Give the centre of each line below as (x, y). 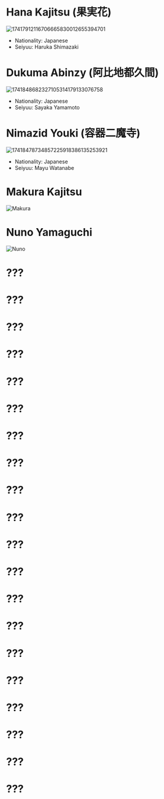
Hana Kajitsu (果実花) (59, 12)
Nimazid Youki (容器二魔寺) (73, 133)
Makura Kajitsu (44, 192)
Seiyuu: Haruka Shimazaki (46, 47)
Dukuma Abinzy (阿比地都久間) (82, 73)
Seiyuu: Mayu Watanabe (44, 168)
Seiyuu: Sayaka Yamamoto (47, 107)
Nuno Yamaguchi (49, 232)
